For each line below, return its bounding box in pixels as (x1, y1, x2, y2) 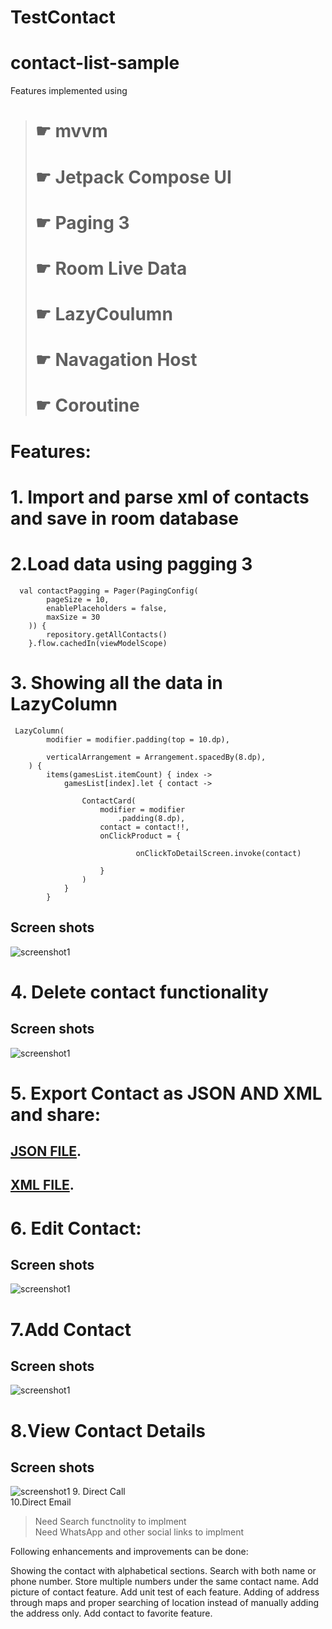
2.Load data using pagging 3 (10, 553, 253, 575)
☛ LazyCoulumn (34, 303, 173, 326)
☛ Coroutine (34, 394, 140, 417)
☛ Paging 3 (34, 211, 130, 234)
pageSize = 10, (46, 594, 110, 605)
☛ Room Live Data (34, 257, 188, 280)
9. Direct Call (72, 1486, 126, 1498)
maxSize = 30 (46, 612, 101, 622)
